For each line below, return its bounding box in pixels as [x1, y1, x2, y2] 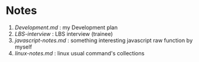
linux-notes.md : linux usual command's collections [14, 49, 145, 57]
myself [14, 43, 32, 50]
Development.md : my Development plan [14, 24, 118, 31]
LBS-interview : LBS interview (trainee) [14, 30, 113, 37]
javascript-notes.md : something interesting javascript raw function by [14, 36, 193, 44]
